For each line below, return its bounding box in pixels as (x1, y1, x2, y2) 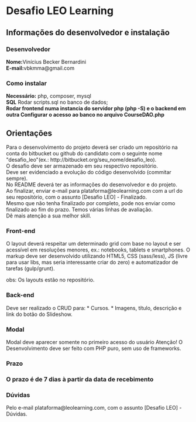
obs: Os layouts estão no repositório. (6, 277, 95, 284)
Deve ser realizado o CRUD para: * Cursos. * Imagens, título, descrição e (6, 304, 182, 311)
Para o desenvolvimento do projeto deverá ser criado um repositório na (6, 144, 178, 151)
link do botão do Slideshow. (6, 311, 73, 318)
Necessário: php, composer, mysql (6, 93, 92, 100)
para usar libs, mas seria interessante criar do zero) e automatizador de (6, 259, 178, 266)
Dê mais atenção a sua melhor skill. (6, 212, 92, 219)
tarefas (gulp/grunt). (6, 265, 55, 272)
